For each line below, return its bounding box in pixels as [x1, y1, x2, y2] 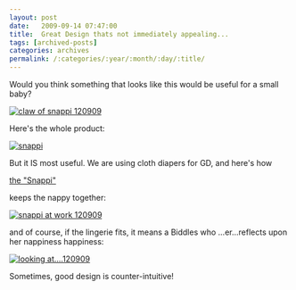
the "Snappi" [9, 175, 56, 186]
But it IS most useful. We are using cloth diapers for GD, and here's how [9, 158, 273, 168]
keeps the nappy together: [9, 193, 107, 203]
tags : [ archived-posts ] [9, 37, 98, 47]
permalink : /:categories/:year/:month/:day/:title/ [9, 54, 205, 63]
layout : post [9, 12, 58, 22]
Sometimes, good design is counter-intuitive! [9, 271, 174, 281]
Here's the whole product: [9, 123, 105, 134]
